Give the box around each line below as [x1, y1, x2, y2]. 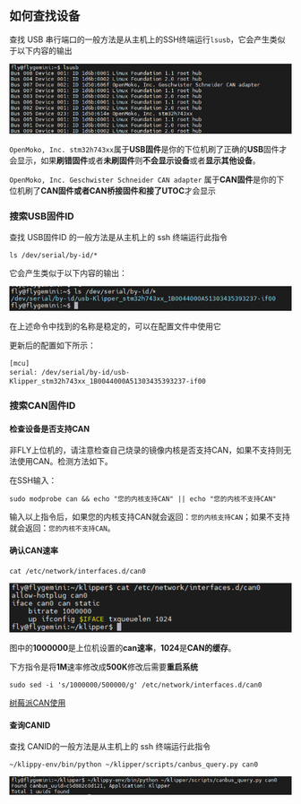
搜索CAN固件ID [9, 400, 76, 412]
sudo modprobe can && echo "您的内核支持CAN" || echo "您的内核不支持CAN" [9, 495, 277, 504]
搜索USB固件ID [9, 210, 74, 222]
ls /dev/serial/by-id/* [9, 251, 99, 260]
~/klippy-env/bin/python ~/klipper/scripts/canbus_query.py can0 [9, 760, 258, 769]
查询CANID [9, 720, 51, 731]
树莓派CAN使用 [9, 697, 66, 708]
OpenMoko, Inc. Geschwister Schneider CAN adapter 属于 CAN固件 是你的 [9, 174, 277, 185]
